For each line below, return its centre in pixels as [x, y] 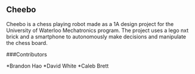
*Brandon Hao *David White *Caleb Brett [58, 66]
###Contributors [27, 54]
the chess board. [27, 43]
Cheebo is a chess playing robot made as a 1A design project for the [90, 24]
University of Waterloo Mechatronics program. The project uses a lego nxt [97, 30]
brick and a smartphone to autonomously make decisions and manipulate [96, 36]
